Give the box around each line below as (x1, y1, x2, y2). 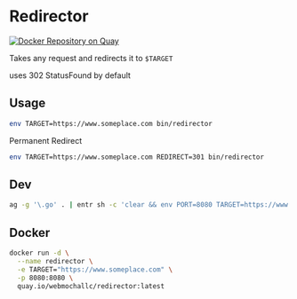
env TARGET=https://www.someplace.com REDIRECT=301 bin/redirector (9, 153, 265, 161)
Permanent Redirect (9, 135, 83, 146)
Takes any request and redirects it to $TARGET (9, 52, 173, 63)
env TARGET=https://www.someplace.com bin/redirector (9, 119, 213, 128)
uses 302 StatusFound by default (9, 69, 132, 81)
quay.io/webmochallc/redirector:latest (17, 281, 165, 290)
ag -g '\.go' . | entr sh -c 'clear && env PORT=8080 (9, 201, 213, 209)
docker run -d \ (9, 248, 69, 257)
